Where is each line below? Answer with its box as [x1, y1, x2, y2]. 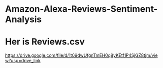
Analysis [5, 14, 42, 25]
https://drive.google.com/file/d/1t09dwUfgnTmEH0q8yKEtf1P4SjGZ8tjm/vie [5, 52, 158, 58]
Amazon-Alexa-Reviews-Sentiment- [5, 3, 158, 15]
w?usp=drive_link [5, 58, 41, 64]
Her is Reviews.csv [5, 36, 85, 47]
